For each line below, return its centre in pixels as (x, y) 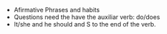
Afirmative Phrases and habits (57, 10)
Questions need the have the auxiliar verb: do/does (87, 17)
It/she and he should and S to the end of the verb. (85, 24)
